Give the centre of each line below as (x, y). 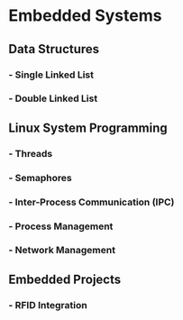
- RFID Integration (48, 305)
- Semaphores (41, 178)
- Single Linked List (51, 75)
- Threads (31, 153)
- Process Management (61, 226)
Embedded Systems (85, 16)
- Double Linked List (53, 98)
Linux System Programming (88, 128)
